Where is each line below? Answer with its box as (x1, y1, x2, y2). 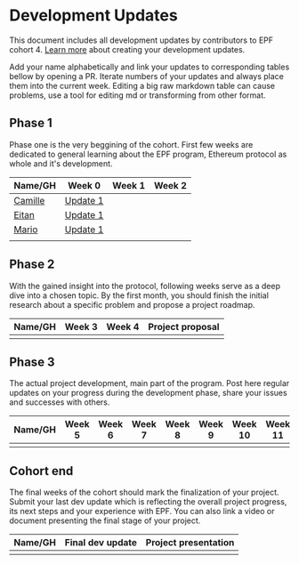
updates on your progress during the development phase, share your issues (9, 388, 287, 399)
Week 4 (106, 320, 140, 333)
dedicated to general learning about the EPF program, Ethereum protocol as (9, 149, 287, 159)
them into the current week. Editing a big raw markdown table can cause (9, 80, 276, 91)
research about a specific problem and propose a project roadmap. (9, 299, 255, 310)
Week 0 (68, 179, 101, 191)
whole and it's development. (9, 157, 113, 169)
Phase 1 (9, 116, 53, 131)
